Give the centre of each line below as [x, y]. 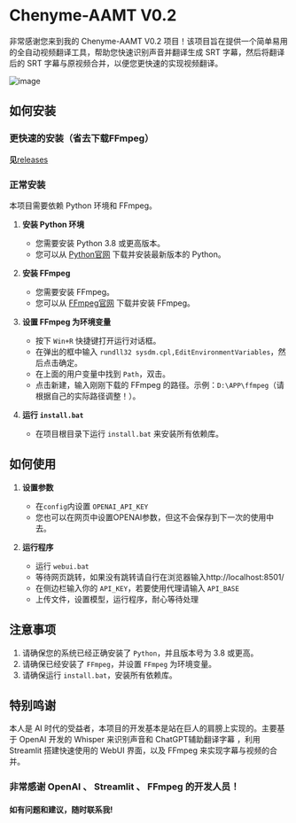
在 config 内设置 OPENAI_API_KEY [92, 506]
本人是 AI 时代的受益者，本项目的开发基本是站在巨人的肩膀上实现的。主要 [143, 728]
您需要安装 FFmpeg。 [75, 291]
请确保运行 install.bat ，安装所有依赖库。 [99, 675]
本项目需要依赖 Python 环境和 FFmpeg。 [83, 206]
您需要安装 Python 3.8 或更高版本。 [100, 243]
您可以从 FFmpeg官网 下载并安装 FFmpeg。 [115, 303]
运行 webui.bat [62, 566]
